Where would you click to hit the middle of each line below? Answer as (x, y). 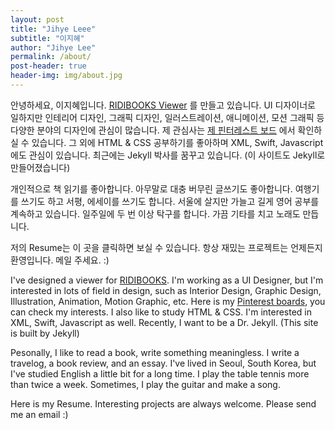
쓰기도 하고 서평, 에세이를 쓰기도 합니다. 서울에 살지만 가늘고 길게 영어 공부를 (170, 201)
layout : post (37, 19)
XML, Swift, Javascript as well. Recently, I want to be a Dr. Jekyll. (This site (164, 322)
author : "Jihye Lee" (53, 47)
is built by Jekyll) (45, 333)
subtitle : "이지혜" (47, 38)
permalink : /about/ (51, 57)
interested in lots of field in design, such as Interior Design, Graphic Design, (166, 290)
